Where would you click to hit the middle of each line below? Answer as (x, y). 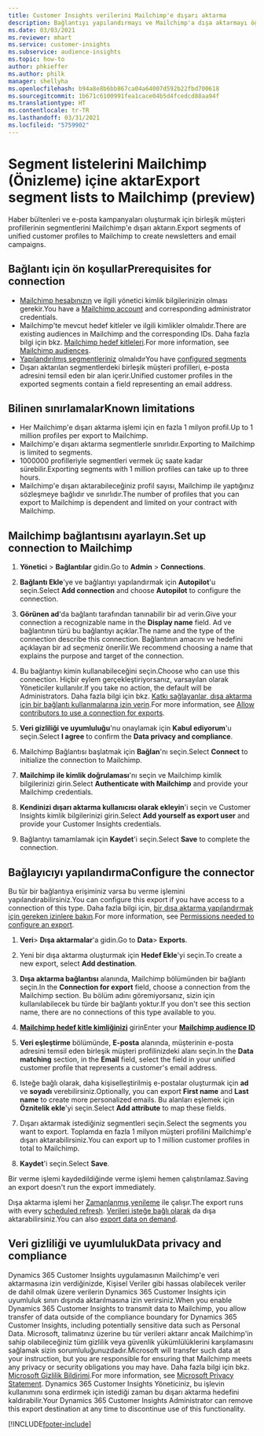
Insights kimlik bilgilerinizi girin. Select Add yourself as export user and (134, 816)
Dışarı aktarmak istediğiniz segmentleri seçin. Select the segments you (133, 1123)
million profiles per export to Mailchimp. (84, 436)
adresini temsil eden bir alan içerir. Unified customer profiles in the (126, 375)
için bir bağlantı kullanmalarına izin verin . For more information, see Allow (137, 705)
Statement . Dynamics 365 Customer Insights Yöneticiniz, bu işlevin (117, 1383)
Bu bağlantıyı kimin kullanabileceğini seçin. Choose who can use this (130, 671)
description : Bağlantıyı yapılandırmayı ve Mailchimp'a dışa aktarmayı (128, 23)
